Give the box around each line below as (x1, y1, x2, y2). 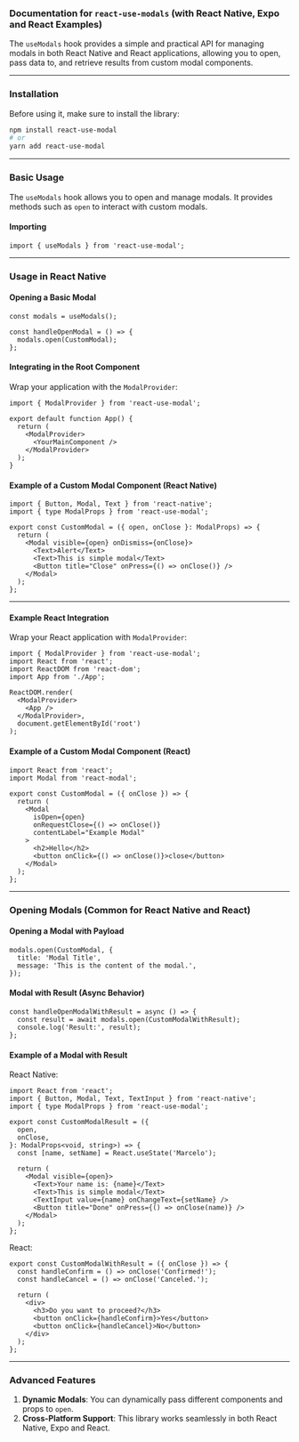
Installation (9, 88, 60, 101)
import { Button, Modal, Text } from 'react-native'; (9, 499, 214, 509)
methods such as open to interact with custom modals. (9, 201, 208, 212)
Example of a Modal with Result (9, 1049, 128, 1060)
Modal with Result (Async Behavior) (9, 987, 145, 999)
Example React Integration (9, 612, 109, 623)
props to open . (21, 1404, 74, 1414)
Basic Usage (9, 172, 65, 184)
